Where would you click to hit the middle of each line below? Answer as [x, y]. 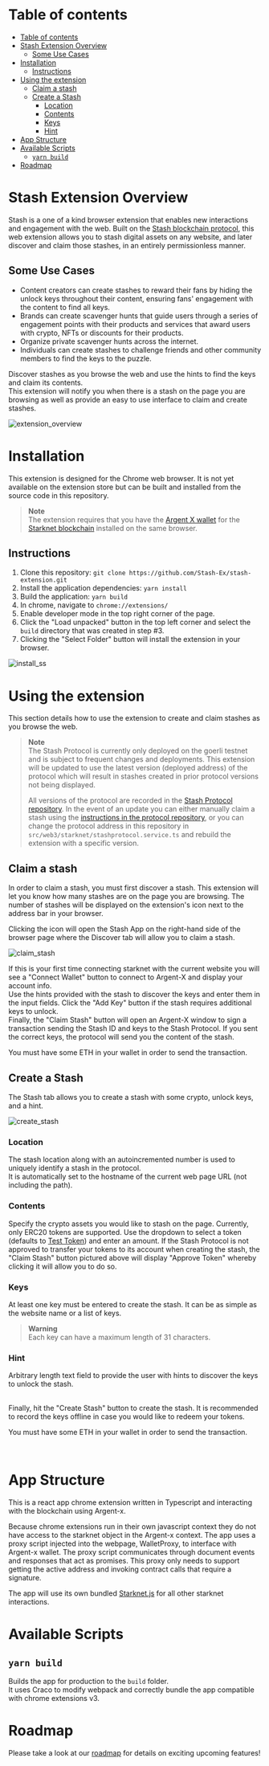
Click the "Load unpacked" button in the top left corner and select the [135, 622]
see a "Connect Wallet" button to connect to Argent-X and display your [126, 977]
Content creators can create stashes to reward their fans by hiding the [136, 290]
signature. [25, 1578]
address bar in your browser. [56, 914]
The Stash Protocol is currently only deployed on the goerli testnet [138, 751]
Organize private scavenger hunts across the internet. [109, 341]
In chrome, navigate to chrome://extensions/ [94, 605]
